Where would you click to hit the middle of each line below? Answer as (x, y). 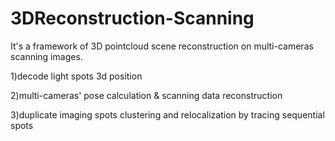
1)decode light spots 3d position (76, 76)
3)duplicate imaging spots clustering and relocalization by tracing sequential (167, 114)
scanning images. (46, 56)
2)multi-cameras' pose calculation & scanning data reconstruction (146, 95)
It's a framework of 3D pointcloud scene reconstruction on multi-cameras (162, 46)
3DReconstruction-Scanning (132, 18)
